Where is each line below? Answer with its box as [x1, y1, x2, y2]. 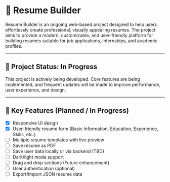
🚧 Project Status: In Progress [5, 63, 98, 71]
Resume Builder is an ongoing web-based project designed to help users [5, 21, 157, 27]
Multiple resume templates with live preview [12, 137, 105, 143]
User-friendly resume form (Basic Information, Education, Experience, [12, 126, 158, 132]
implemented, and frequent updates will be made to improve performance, [5, 81, 161, 87]
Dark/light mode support [12, 154, 64, 160]
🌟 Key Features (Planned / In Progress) [5, 106, 129, 115]
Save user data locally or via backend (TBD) [12, 148, 105, 154]
